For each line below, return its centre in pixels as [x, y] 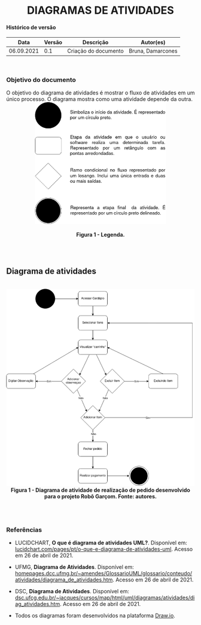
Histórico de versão [31, 27]
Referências [24, 529]
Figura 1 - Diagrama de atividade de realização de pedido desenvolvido [100, 490]
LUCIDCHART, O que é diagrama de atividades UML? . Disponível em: [101, 543]
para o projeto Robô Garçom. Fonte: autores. [100, 496]
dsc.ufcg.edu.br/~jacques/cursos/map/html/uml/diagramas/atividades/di [105, 598]
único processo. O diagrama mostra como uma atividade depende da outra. [100, 99]
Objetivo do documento [41, 79]
